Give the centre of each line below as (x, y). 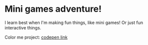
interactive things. (23, 27)
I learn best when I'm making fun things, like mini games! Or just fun (74, 22)
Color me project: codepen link (36, 37)
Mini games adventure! (53, 9)
